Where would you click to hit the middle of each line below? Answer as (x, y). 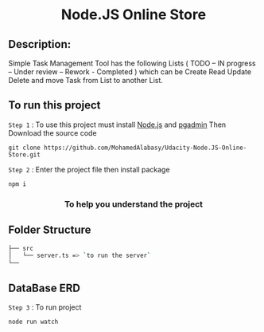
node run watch (33, 322)
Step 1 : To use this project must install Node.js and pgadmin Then (117, 125)
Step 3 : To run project (45, 307)
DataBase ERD (45, 288)
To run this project (54, 105)
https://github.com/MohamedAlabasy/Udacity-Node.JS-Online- (145, 148)
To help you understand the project (134, 204)
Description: (40, 44)
